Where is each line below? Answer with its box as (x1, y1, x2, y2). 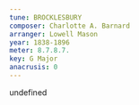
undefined (9, 86, 48, 98)
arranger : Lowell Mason (9, 29, 99, 38)
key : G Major (9, 54, 58, 63)
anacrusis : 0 (9, 63, 58, 72)
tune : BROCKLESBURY (9, 12, 83, 22)
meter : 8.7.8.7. (9, 46, 70, 55)
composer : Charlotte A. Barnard (9, 21, 130, 30)
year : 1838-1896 (9, 37, 70, 47)
